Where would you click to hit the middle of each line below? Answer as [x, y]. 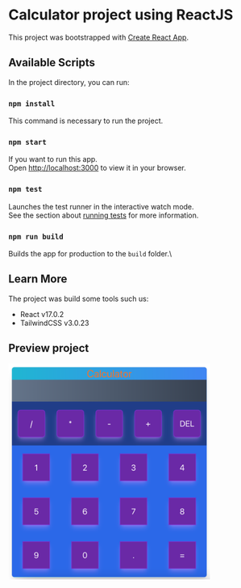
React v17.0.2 [42, 314]
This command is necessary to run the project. [86, 121]
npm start [27, 142]
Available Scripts [52, 63]
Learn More [38, 279]
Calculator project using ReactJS [121, 15]
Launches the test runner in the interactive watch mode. [102, 206]
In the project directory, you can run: [69, 82]
